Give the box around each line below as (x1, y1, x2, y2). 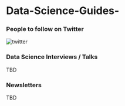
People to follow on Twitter (6, 25, 84, 33)
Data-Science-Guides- (6, 4, 120, 18)
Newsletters (6, 81, 42, 89)
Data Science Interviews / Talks (6, 53, 98, 61)
